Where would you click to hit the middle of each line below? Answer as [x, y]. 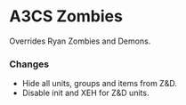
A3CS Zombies [66, 16]
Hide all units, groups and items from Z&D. [100, 84]
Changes [29, 64]
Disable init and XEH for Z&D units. [85, 93]
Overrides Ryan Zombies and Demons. [80, 41]
